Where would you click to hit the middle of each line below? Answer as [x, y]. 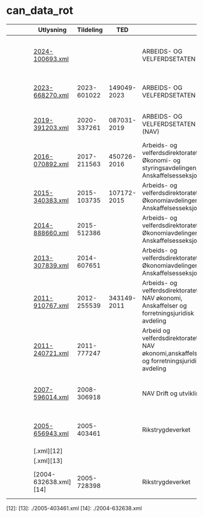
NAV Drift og [160, 393]
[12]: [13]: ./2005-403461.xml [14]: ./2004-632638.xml [74, 508]
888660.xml [51, 232]
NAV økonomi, [162, 298]
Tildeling [90, 30]
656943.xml [51, 433]
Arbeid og [156, 331]
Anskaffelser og [164, 305]
